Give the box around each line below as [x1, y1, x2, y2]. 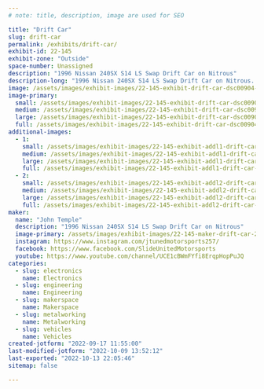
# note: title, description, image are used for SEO [8, 11, 185, 20]
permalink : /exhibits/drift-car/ [8, 40, 118, 48]
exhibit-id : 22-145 [8, 48, 72, 56]
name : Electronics [22, 274, 82, 282]
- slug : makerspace [15, 296, 79, 304]
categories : [8, 259, 47, 267]
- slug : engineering [15, 281, 82, 289]
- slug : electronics [15, 266, 82, 275]
